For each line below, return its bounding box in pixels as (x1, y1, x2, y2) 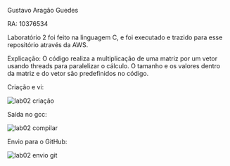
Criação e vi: (7, 83, 44, 91)
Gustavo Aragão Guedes (7, 6, 79, 14)
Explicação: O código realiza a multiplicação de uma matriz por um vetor (7, 54, 218, 63)
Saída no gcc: (7, 110, 47, 118)
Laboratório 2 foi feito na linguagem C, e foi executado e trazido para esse (7, 33, 223, 41)
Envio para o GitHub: (7, 137, 68, 146)
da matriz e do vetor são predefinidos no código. (7, 70, 149, 77)
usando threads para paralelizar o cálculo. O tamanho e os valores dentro (7, 62, 220, 70)
